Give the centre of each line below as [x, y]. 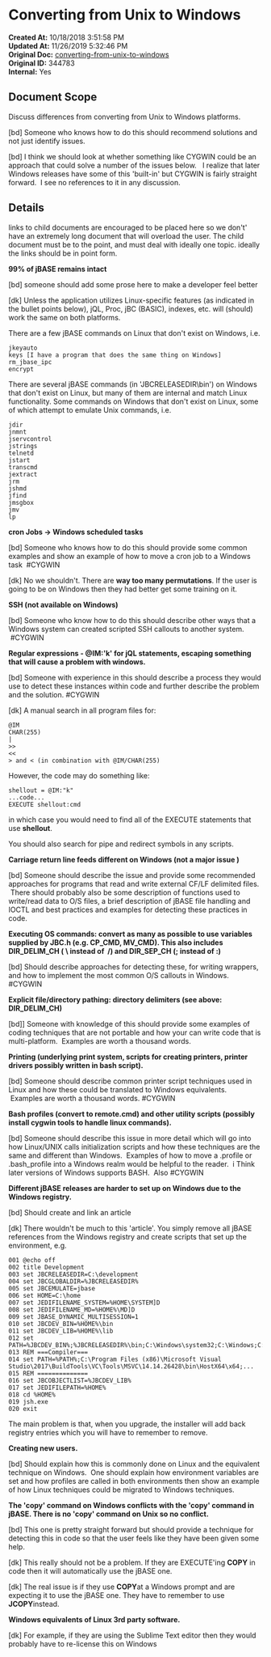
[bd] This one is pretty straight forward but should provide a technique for [131, 1529]
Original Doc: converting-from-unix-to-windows [89, 54]
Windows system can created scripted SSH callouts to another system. [126, 629]
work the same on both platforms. [65, 317]
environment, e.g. [38, 1245]
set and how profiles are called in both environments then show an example [134, 1481]
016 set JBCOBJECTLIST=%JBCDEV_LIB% [70, 1380]
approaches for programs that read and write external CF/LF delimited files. [134, 884]
